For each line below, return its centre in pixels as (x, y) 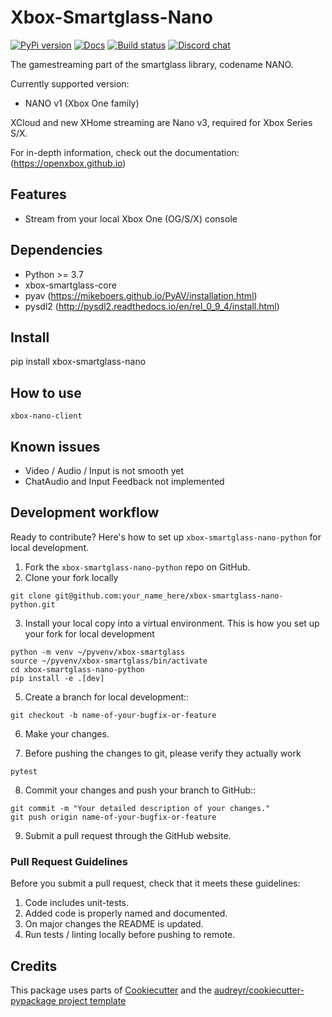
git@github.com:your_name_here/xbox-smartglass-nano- (169, 596)
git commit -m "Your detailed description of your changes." (140, 808)
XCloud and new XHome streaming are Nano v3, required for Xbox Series (161, 122)
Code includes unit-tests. (77, 903)
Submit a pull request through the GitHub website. (128, 835)
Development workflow (85, 512)
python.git (33, 604)
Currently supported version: (70, 83)
